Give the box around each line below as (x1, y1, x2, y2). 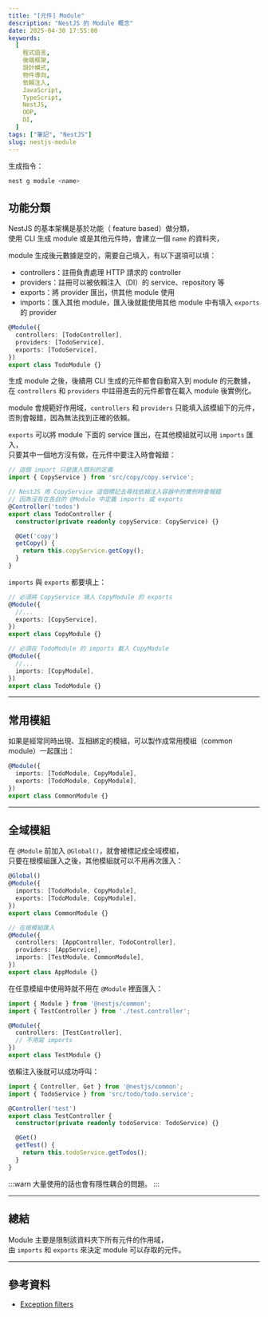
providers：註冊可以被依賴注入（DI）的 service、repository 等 (19, 277, 225, 288)
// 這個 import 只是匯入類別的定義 (8, 466, 113, 474)
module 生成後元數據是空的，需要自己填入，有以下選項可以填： (8, 251, 217, 261)
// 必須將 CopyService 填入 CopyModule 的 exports (8, 593, 173, 601)
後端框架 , (22, 57, 50, 65)
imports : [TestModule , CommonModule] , (15, 953, 145, 961)
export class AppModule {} (8, 968, 98, 976)
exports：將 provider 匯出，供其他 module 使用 (19, 288, 175, 297)
